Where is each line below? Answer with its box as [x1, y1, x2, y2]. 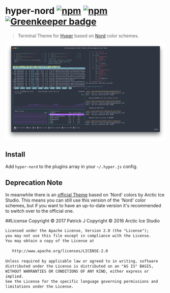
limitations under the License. [5, 284, 74, 289]
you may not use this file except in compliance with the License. [5, 234, 152, 239]
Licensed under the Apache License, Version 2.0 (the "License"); [5, 229, 149, 234]
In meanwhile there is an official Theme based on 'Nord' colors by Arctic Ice [5, 192, 164, 198]
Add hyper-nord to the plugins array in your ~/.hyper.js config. [5, 164, 138, 170]
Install [5, 150, 25, 158]
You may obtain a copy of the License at [5, 239, 95, 244]
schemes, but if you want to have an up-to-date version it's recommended [5, 203, 161, 209]
